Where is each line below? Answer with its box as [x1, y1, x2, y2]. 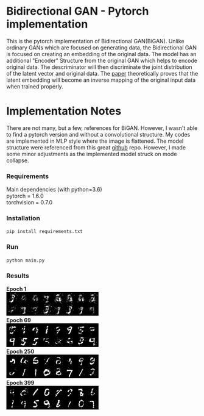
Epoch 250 [6, 348, 35, 355]
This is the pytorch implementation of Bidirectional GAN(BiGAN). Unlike [6, 37, 185, 45]
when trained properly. [6, 82, 64, 90]
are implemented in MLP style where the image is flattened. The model [6, 137, 184, 145]
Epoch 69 [6, 317, 32, 324]
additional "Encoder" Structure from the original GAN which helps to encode [6, 57, 198, 64]
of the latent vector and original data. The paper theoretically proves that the [6, 70, 199, 77]
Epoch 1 [6, 285, 27, 293]
